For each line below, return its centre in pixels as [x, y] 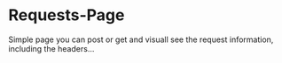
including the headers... [51, 48]
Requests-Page [67, 15]
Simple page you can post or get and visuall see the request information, [141, 39]
